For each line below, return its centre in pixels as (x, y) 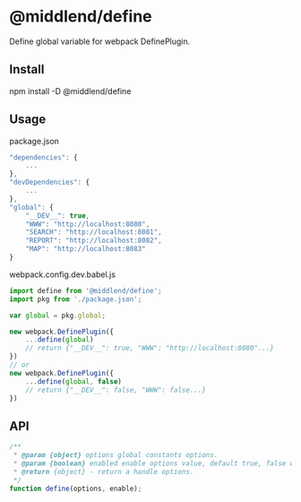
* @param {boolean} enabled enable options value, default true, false (150, 463)
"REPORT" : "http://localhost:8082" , (94, 241)
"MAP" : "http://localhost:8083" (86, 249)
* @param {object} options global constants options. (116, 455)
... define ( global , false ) (74, 381)
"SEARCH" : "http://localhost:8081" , (94, 232)
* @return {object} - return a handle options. (103, 472)
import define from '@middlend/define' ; (86, 290)
